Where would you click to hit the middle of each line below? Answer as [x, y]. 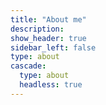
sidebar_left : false [53, 47]
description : [37, 29]
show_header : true [48, 38]
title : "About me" [48, 19]
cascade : [28, 66]
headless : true [51, 85]
